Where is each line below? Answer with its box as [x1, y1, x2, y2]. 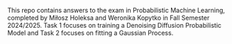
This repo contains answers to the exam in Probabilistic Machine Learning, [7, 6, 226, 14]
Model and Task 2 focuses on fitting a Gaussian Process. [7, 28, 174, 37]
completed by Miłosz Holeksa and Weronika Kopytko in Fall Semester [7, 13, 210, 22]
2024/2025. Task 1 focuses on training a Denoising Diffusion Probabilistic [7, 21, 222, 29]
